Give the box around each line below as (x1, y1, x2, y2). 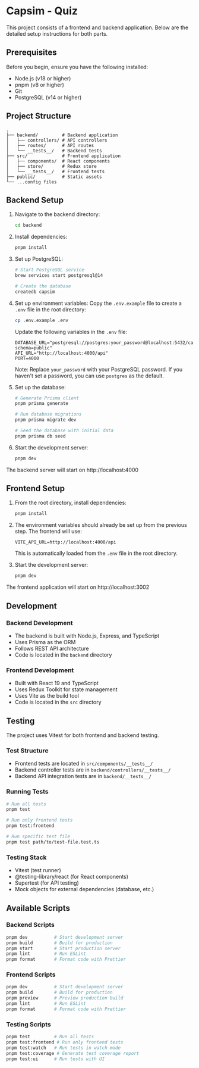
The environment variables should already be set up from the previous (14, 521, 187, 529)
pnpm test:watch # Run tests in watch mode (6, 1045, 121, 1051)
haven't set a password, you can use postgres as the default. (14, 372, 165, 379)
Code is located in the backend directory (14, 651, 112, 658)
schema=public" (14, 345, 53, 351)
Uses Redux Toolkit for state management (14, 686, 118, 693)
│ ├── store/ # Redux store (6, 163, 97, 169)
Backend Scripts (6, 921, 55, 929)
